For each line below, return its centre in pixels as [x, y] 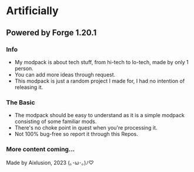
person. [24, 68]
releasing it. [29, 87]
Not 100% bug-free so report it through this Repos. [76, 134]
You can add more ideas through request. [65, 74]
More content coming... [41, 150]
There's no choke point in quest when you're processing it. [86, 128]
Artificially [32, 11]
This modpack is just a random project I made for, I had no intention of [100, 81]
